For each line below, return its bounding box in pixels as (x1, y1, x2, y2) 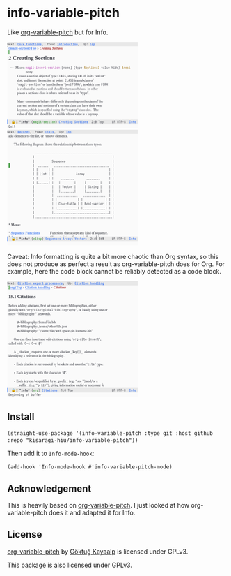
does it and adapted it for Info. (48, 508, 136, 517)
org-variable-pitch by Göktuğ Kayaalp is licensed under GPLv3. (7, 547, 189, 556)
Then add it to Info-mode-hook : (7, 449, 95, 458)
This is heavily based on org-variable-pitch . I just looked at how (7, 501, 190, 510)
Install (7, 411, 35, 422)
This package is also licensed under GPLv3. (7, 561, 132, 569)
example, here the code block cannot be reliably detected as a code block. (7, 267, 221, 276)
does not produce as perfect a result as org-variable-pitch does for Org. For (7, 260, 225, 268)
